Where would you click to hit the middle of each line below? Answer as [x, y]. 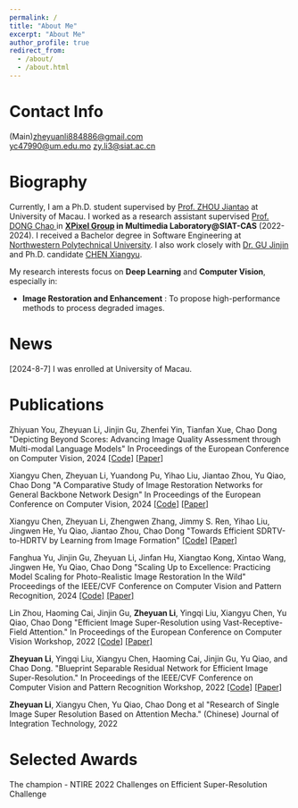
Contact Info [57, 112]
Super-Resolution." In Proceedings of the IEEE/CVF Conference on [132, 678]
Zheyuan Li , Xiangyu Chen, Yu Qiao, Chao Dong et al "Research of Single [144, 704]
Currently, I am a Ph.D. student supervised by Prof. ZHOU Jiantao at [134, 206]
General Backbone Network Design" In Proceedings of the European [135, 494]
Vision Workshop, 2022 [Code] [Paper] [81, 641]
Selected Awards [74, 759]
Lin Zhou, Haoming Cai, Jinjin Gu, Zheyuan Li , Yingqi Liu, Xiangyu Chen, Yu [148, 612]
